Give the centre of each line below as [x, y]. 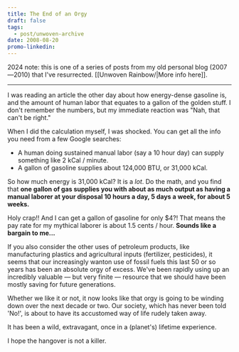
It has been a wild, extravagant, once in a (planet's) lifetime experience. [112, 327]
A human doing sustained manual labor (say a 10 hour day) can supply [121, 153]
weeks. [18, 204]
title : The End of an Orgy [47, 14]
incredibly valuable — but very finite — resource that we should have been [117, 277]
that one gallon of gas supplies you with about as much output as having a [119, 189]
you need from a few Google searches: [64, 139]
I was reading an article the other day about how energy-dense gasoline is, [117, 95]
